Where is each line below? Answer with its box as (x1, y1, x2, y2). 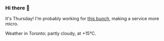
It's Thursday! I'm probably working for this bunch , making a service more (5, 16, 159, 22)
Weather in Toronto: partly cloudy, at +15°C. (5, 31, 96, 37)
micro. (5, 21, 19, 27)
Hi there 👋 (5, 4, 30, 11)
